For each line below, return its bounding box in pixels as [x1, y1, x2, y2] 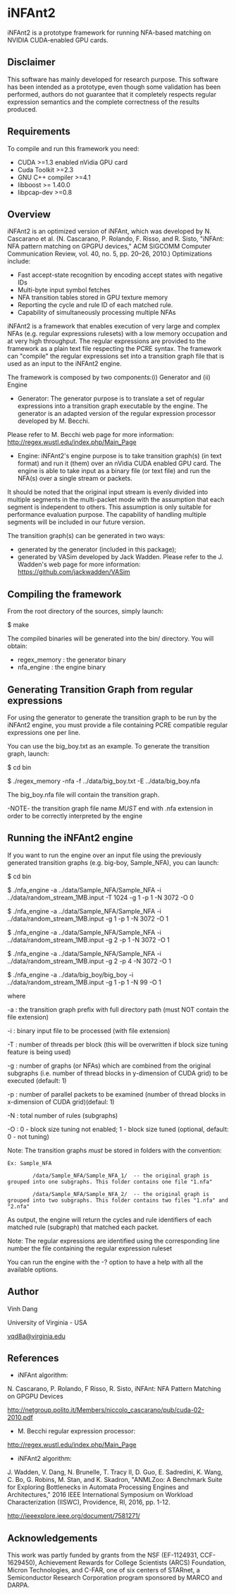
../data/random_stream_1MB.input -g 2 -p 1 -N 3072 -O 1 [7, 936, 170, 944]
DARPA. [7, 1581, 30, 1589]
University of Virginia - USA [7, 1318, 88, 1327]
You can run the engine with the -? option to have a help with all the [7, 1258, 204, 1266]
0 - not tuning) [7, 1132, 49, 1141]
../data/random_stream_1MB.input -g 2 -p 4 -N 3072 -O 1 [7, 957, 171, 965]
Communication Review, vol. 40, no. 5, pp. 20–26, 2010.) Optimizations [7, 249, 213, 258]
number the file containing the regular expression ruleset [7, 1244, 173, 1253]
